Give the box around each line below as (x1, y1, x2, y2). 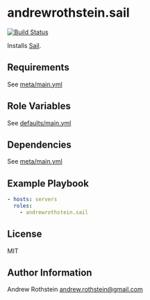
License (7, 228, 42, 240)
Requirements (7, 61, 69, 74)
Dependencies (7, 139, 72, 150)
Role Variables (7, 100, 71, 112)
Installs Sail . (7, 41, 42, 49)
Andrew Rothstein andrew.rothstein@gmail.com (7, 285, 144, 294)
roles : (13, 203, 33, 210)
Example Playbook (7, 177, 89, 189)
